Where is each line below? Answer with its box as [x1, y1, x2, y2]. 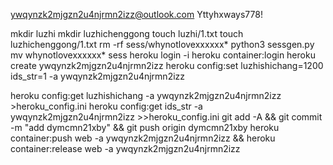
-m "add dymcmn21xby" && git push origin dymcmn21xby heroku [10, 122, 280, 133]
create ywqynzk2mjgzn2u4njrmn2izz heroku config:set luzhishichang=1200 [10, 60, 324, 71]
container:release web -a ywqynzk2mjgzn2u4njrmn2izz [10, 143, 241, 154]
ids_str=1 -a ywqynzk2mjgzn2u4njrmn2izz [10, 70, 186, 82]
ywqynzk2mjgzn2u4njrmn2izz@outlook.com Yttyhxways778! [10, 9, 263, 20]
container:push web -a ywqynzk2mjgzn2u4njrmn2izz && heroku [10, 132, 276, 144]
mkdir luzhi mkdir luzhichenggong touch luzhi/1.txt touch [10, 28, 244, 39]
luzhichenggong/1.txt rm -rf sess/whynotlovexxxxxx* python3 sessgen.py [10, 39, 315, 50]
